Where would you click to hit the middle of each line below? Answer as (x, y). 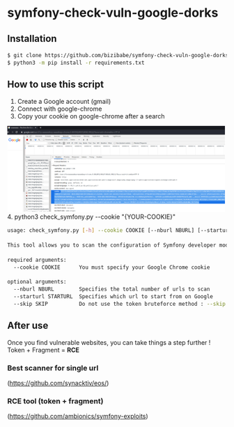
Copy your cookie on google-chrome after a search (91, 116)
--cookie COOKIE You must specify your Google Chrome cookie (112, 267)
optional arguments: (37, 282)
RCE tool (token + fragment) (55, 401)
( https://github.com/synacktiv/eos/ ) (58, 383)
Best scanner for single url (53, 368)
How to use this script (56, 85)
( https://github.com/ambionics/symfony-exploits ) (78, 417)
